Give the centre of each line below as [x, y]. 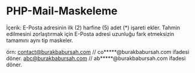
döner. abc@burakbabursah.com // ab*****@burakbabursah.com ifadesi [96, 58]
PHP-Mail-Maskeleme [62, 11]
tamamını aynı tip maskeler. [40, 40]
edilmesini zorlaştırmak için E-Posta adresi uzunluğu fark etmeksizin [90, 34]
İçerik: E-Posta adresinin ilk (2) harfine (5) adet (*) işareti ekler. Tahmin [93, 28]
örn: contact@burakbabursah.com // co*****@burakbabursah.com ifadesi [98, 51]
